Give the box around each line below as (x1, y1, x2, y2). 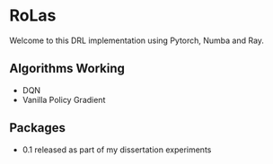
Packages (9, 120, 66, 135)
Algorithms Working (9, 61, 126, 76)
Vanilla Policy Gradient (22, 94, 106, 105)
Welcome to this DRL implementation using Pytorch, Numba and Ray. (9, 35, 265, 46)
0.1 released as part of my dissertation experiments (22, 144, 212, 155)
